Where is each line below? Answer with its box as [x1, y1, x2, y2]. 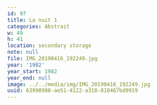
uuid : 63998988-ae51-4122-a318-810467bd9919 [7, 87, 138, 94]
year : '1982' [7, 61, 45, 68]
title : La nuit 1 [7, 17, 58, 23]
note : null [7, 49, 39, 56]
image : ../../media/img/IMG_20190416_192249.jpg [7, 81, 151, 88]
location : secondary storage [7, 42, 92, 49]
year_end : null [7, 74, 51, 82]
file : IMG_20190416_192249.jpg [7, 55, 98, 62]
